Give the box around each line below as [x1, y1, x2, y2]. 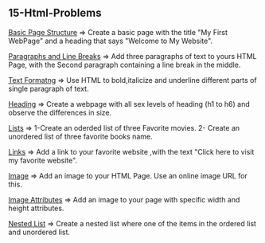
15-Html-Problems [8, 6, 102, 20]
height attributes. [8, 203, 64, 213]
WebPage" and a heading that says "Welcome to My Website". [8, 36, 213, 45]
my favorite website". [8, 155, 78, 165]
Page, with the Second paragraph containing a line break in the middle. [8, 60, 241, 69]
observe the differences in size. [8, 108, 112, 117]
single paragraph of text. [8, 84, 89, 93]
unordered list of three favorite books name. [8, 131, 153, 141]
